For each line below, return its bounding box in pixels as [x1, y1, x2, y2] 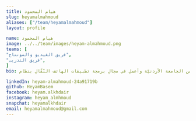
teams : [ [6, 46, 27, 53]
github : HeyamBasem [6, 84, 54, 90]
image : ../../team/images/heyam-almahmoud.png [6, 41, 121, 47]
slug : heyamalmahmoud [6, 14, 59, 20]
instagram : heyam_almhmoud [6, 95, 72, 101]
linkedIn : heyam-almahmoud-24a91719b [6, 78, 98, 85]
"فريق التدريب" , [6, 57, 45, 63]
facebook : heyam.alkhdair [6, 89, 69, 95]
